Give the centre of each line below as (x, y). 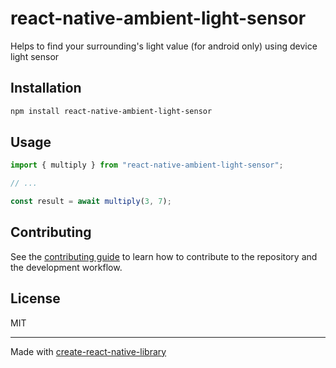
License (35, 298)
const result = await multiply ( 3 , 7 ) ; (91, 202)
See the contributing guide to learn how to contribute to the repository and (164, 256)
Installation (46, 88)
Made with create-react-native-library (88, 351)
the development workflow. (66, 267)
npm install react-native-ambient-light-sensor (111, 111)
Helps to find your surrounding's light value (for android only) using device (164, 46)
